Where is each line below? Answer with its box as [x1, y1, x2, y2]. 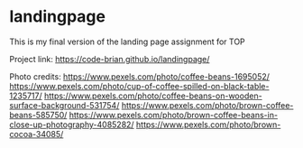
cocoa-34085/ [9, 128, 64, 139]
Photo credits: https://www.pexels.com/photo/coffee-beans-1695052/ [9, 70, 271, 82]
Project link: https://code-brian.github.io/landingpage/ [9, 53, 210, 64]
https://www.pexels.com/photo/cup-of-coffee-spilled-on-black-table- [9, 80, 270, 91]
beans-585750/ [9, 109, 68, 120]
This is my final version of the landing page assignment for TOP [9, 36, 245, 47]
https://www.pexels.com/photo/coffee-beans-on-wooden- [43, 90, 263, 101]
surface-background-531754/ [9, 99, 120, 110]
